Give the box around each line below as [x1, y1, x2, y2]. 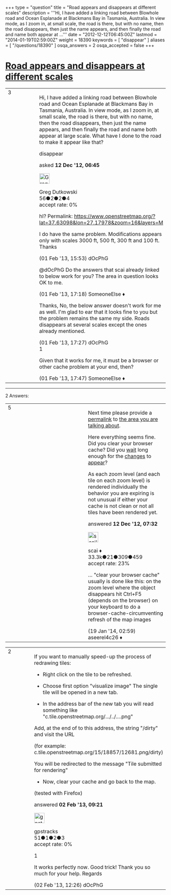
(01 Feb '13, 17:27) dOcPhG [39, 339, 108, 346]
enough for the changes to [88, 452, 152, 459]
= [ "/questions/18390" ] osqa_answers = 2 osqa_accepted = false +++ [5, 42, 155, 48]
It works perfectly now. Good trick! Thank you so [34, 863, 151, 870]
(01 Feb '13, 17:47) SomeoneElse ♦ [39, 375, 125, 382]
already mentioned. [39, 327, 85, 334]
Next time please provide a [88, 409, 152, 416]
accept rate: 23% [88, 560, 130, 567]
